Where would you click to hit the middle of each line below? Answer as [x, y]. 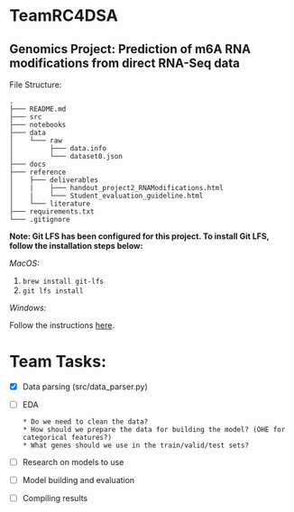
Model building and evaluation [78, 480]
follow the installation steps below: [76, 246]
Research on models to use [73, 462]
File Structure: [36, 85]
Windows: [28, 308]
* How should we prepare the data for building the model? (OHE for [154, 430]
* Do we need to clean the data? [85, 422]
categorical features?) [67, 438]
